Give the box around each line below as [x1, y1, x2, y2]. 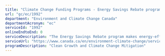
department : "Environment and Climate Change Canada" [5, 16, 118, 21]
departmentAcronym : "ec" [5, 20, 56, 26]
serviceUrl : [5, 39, 29, 44]
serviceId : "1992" [5, 25, 43, 30]
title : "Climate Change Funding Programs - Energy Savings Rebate [5, 7, 144, 12]
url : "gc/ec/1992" [5, 12, 43, 17]
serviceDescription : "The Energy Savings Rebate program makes [5, 35, 137, 39]
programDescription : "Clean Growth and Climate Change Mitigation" [5, 43, 146, 48]
